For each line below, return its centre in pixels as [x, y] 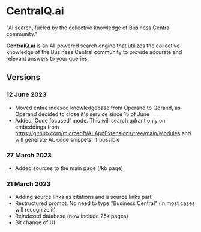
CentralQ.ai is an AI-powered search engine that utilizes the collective [93, 46]
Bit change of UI [35, 222]
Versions [23, 77]
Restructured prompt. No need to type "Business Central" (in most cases [105, 203]
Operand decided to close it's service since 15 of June [82, 114]
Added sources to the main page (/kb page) [69, 168]
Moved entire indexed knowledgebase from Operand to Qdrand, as [98, 108]
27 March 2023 [29, 155]
